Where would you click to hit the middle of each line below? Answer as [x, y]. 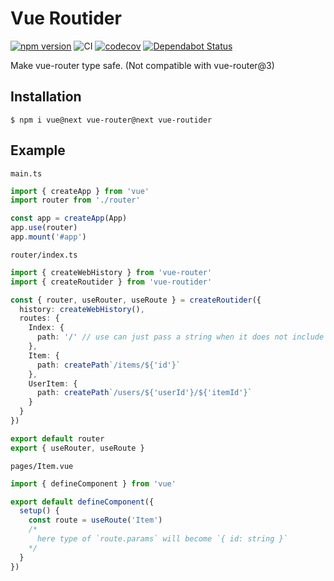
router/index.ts [44, 255]
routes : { [39, 318]
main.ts [26, 173]
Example [38, 150]
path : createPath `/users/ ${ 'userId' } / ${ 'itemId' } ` [144, 393]
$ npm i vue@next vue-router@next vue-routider [111, 120]
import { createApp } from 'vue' [80, 191]
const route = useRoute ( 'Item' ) [95, 520]
